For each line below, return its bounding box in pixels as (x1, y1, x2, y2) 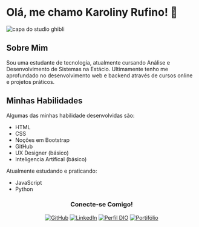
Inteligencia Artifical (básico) (15, 155, 87, 162)
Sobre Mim (6, 43, 48, 53)
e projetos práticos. (6, 78, 55, 85)
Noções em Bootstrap (15, 136, 70, 144)
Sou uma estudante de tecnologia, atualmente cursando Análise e (6, 59, 171, 66)
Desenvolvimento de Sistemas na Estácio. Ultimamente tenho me (6, 65, 168, 72)
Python (15, 185, 33, 193)
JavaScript (15, 179, 42, 186)
